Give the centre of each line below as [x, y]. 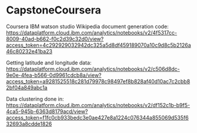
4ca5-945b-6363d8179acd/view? [47, 111]
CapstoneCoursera [54, 10]
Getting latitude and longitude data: [49, 63]
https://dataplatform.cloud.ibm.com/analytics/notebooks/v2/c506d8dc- [93, 69]
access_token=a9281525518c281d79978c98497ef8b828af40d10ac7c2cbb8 [98, 81]
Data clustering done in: [35, 99]
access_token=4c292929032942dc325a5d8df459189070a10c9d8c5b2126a [98, 45]
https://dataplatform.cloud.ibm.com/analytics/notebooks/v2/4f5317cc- [92, 32]
